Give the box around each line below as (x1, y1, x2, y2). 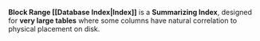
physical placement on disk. (8, 24, 100, 33)
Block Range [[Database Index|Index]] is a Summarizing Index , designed (8, 8, 253, 17)
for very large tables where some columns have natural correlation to (8, 16, 238, 25)
